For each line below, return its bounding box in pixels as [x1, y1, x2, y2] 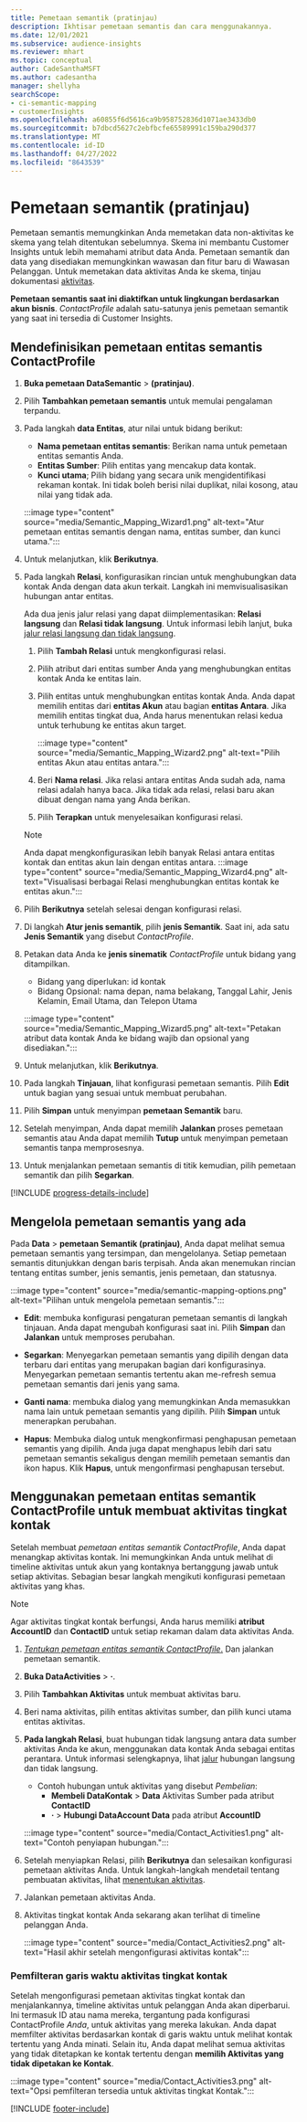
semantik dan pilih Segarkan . [23, 1170, 135, 1181]
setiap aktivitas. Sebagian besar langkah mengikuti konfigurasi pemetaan [10, 1570, 286, 1581]
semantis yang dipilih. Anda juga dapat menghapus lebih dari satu [23, 1443, 272, 1454]
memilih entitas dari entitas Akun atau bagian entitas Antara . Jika [37, 701, 287, 712]
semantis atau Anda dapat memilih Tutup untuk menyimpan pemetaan [23, 1133, 289, 1144]
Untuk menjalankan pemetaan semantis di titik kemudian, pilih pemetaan [23, 1160, 296, 1171]
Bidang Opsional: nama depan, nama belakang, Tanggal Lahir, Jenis [37, 986, 293, 997]
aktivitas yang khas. [10, 1580, 86, 1591]
